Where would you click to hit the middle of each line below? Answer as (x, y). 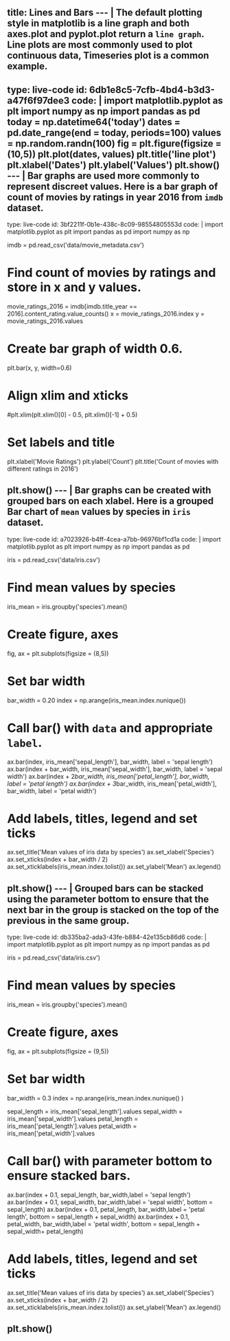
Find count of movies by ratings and (112, 273)
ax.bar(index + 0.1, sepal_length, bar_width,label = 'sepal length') (99, 1195)
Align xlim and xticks (68, 396)
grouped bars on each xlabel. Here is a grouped (111, 501)
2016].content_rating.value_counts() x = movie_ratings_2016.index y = (106, 314)
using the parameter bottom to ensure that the (108, 899)
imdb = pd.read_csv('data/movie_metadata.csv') (76, 245)
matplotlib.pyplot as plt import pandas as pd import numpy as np (99, 232)
